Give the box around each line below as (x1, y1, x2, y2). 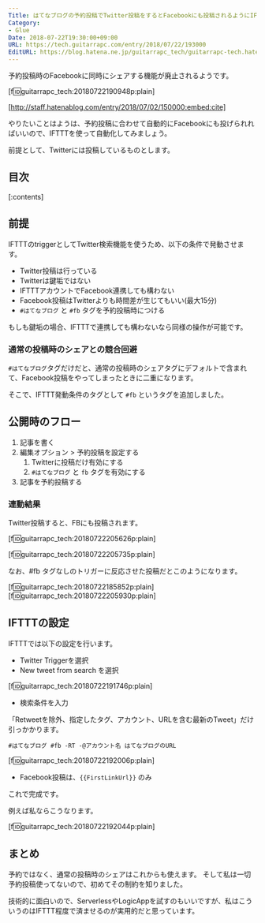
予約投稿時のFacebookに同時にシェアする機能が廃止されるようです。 (8, 71, 233, 80)
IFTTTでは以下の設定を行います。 (8, 638, 117, 648)
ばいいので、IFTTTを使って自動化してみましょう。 (8, 129, 172, 138)
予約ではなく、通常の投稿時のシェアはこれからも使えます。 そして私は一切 (8, 869, 252, 879)
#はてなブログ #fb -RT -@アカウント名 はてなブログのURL (8, 742, 177, 749)
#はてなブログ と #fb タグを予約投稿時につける (19, 305, 166, 315)
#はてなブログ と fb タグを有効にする (31, 467, 146, 476)
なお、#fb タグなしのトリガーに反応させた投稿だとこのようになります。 (8, 566, 242, 576)
